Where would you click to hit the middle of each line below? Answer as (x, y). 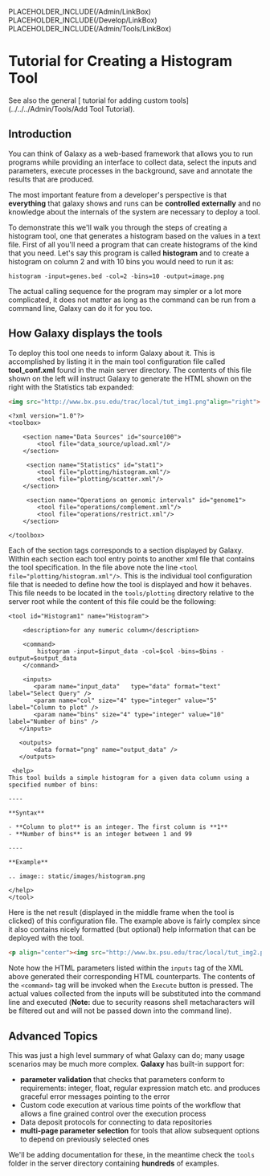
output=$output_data (43, 659)
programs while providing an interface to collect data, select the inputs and (133, 162)
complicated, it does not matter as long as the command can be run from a (132, 300)
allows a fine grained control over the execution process (113, 1114)
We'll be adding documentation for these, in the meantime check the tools (132, 1155)
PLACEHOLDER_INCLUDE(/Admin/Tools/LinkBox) (90, 29)
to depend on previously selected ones (84, 1139)
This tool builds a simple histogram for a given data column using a (129, 778)
